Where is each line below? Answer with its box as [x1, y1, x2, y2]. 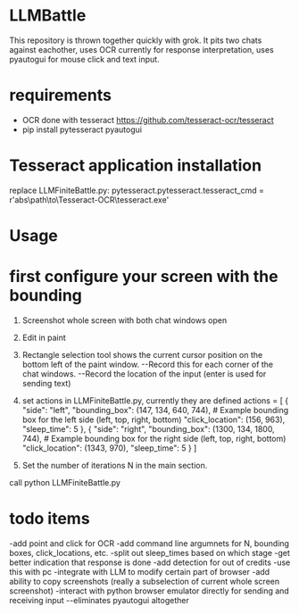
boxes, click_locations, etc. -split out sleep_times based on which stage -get [9, 547, 290, 558]
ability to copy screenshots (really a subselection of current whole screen [9, 576, 279, 586]
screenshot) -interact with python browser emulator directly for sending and [9, 585, 290, 596]
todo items [9, 509, 91, 529]
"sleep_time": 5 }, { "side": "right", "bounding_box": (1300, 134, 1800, [21, 423, 275, 434]
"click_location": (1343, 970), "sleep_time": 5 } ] [21, 443, 197, 453]
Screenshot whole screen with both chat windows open [21, 314, 228, 326]
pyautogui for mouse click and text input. [9, 54, 160, 64]
